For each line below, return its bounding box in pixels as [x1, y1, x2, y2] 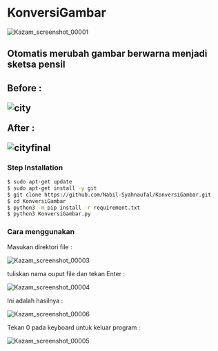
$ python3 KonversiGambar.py [7, 210, 91, 217]
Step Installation [7, 163, 63, 172]
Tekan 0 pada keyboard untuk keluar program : [7, 323, 141, 332]
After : [7, 122, 35, 134]
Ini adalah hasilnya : [7, 296, 63, 305]
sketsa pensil [7, 59, 66, 71]
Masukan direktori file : [7, 242, 72, 251]
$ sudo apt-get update [7, 179, 72, 186]
